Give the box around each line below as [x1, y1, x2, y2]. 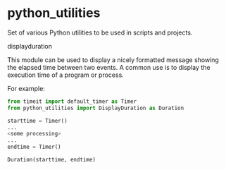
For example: [7, 84, 46, 92]
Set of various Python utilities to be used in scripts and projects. [7, 28, 193, 37]
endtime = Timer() [7, 143, 61, 151]
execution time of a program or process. [7, 71, 125, 79]
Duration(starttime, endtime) [7, 157, 96, 164]
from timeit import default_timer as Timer [7, 97, 137, 105]
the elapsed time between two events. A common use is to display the [7, 63, 211, 71]
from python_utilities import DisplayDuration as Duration [7, 104, 184, 111]
